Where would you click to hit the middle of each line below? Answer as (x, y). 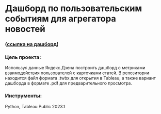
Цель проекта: (23, 57)
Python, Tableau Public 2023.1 (35, 106)
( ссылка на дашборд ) (32, 44)
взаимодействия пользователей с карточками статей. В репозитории (77, 73)
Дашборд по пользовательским (73, 8)
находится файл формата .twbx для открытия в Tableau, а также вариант (80, 78)
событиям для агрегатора (61, 19)
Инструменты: (24, 96)
